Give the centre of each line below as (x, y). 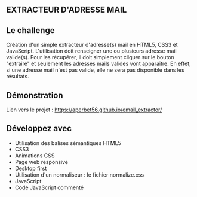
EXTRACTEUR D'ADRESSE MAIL (67, 10)
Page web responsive (41, 162)
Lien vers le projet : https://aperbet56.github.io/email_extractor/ (84, 110)
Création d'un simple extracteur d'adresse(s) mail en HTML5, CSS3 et (92, 45)
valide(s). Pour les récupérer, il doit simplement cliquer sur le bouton (90, 57)
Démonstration (35, 95)
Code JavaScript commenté (49, 187)
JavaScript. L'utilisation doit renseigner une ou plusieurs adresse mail (92, 51)
